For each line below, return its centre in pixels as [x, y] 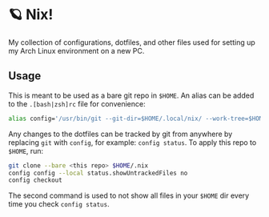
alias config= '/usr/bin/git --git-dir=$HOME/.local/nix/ [105, 119]
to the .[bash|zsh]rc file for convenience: [77, 103]
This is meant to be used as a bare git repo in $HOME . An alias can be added [131, 95]
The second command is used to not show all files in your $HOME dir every [129, 195]
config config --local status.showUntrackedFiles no [98, 173]
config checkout [35, 180]
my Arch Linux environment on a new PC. [76, 50]
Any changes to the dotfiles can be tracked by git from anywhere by [120, 134]
